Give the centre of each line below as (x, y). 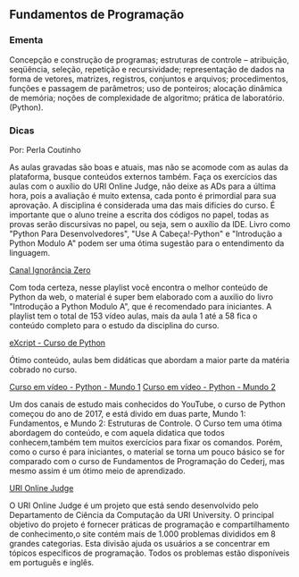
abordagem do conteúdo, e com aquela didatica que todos (117, 432)
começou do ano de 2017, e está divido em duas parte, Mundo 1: (128, 413)
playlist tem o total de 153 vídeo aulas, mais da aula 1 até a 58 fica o (133, 316)
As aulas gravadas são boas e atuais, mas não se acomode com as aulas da (149, 167)
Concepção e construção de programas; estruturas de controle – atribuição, (149, 59)
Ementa (26, 40)
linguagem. (30, 252)
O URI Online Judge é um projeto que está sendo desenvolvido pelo (134, 505)
